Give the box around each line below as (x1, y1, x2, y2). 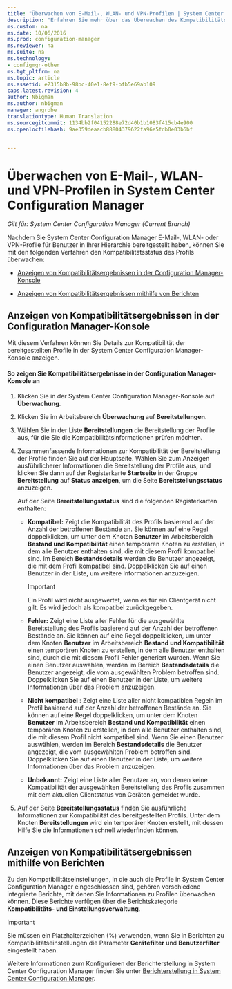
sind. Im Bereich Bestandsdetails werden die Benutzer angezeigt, (27, 555, 215, 563)
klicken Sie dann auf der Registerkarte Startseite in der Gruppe (17, 469, 198, 477)
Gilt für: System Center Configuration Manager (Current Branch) (7, 220, 191, 228)
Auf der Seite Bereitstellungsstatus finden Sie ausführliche (17, 804, 187, 813)
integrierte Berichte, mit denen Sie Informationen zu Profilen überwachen (7, 890, 215, 898)
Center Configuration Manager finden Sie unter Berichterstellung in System (7, 967, 221, 975)
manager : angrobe (7, 107, 57, 113)
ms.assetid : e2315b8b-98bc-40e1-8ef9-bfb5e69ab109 (7, 81, 156, 88)
